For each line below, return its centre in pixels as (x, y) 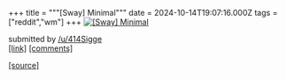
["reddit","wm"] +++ (45, 22)
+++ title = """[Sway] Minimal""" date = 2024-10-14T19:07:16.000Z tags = (143, 13)
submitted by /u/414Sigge (55, 39)
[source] (24, 65)
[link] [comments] (41, 48)
